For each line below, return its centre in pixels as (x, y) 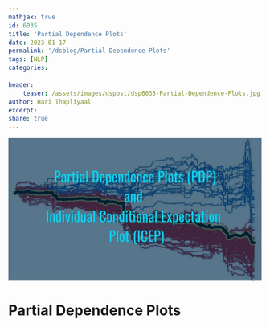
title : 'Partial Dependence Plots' (68, 34)
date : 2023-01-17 (37, 43)
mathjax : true (32, 17)
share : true (28, 119)
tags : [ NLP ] (28, 59)
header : (21, 84)
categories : (28, 68)
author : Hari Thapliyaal (50, 102)
